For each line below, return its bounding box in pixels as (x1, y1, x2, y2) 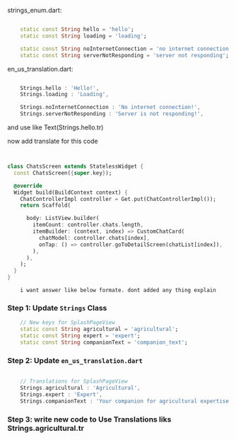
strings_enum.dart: (7, 6, 62, 14)
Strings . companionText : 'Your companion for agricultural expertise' (20, 398, 232, 405)
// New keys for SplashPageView (20, 319, 115, 326)
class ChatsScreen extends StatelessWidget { (7, 163, 143, 170)
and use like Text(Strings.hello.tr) (7, 123, 104, 132)
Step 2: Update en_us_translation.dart (7, 355, 143, 365)
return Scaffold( (20, 202, 71, 209)
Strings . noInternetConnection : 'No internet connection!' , (20, 104, 201, 111)
